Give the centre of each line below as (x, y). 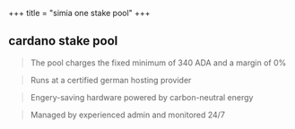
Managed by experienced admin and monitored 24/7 (128, 115)
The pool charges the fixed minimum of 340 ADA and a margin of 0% (158, 63)
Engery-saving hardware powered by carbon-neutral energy (142, 97)
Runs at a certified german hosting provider (111, 80)
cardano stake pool (63, 41)
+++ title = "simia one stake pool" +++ (79, 13)
